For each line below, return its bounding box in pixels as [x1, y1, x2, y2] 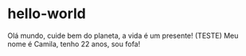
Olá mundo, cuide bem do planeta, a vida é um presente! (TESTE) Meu [7, 31, 239, 40]
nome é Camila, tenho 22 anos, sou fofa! [7, 39, 141, 48]
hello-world [7, 5, 87, 23]
